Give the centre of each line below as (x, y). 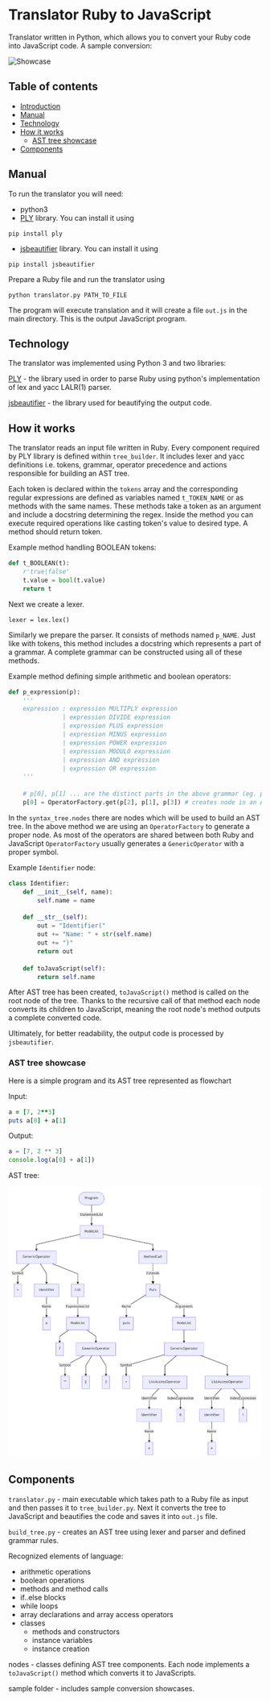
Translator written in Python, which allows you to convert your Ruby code (130, 37)
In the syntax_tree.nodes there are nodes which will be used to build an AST (134, 817)
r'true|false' (46, 572)
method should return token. (55, 532)
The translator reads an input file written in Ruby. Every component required (134, 448)
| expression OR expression (109, 768)
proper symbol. (33, 852)
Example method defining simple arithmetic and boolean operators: (120, 676)
